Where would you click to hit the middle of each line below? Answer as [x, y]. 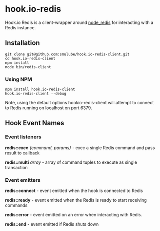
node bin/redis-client [28, 67]
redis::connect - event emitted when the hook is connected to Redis [74, 191]
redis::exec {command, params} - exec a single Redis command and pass [80, 148]
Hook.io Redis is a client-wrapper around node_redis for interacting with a [79, 22]
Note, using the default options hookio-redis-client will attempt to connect [80, 103]
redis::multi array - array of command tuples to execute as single [71, 162]
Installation [22, 43]
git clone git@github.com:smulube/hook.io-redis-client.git [68, 54]
